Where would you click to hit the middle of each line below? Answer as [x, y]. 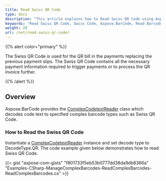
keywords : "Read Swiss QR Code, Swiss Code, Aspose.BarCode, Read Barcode [84, 23]
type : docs [16, 14]
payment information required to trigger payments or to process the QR [78, 67]
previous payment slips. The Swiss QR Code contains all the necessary [77, 61]
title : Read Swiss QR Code [33, 10]
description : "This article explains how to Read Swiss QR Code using [79, 19]
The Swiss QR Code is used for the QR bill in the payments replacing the [79, 56]
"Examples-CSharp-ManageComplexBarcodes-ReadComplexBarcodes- [79, 168]
